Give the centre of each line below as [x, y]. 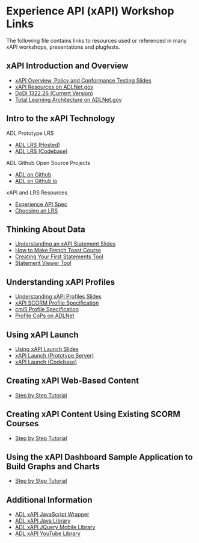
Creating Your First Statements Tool [59, 256]
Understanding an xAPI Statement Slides [65, 244]
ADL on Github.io [36, 181]
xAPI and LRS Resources [37, 192]
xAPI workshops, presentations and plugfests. [63, 47]
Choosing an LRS [36, 210]
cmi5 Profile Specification [47, 309]
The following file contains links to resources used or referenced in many [96, 40]
